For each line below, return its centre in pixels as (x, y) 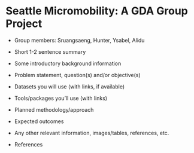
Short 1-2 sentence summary (50, 51)
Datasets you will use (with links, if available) (69, 86)
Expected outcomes (39, 121)
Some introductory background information (68, 63)
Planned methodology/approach (54, 109)
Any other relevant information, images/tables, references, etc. (92, 133)
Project (24, 24)
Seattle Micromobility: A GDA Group (97, 11)
